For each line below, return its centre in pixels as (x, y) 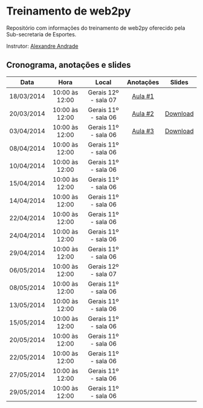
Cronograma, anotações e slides (69, 65)
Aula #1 (143, 96)
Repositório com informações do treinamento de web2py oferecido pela (96, 28)
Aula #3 (143, 131)
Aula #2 (143, 113)
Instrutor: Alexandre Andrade (42, 46)
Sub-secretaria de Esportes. (41, 34)
